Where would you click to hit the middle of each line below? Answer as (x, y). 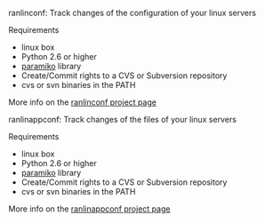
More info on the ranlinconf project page (83, 102)
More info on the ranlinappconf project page (89, 209)
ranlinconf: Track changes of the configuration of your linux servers (132, 13)
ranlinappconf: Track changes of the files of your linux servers (123, 119)
